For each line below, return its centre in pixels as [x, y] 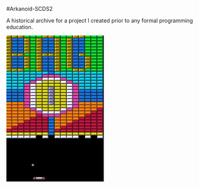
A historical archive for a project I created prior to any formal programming [100, 20]
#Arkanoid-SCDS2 [30, 9]
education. [20, 27]
